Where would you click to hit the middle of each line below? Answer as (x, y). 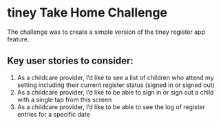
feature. (18, 39)
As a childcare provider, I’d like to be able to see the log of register (111, 107)
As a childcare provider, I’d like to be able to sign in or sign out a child (115, 92)
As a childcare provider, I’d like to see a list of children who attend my (116, 77)
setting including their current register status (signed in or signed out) (116, 85)
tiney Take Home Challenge (87, 13)
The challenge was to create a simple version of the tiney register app (106, 32)
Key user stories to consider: (71, 61)
